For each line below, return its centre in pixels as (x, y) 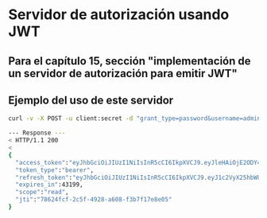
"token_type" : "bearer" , (54, 170)
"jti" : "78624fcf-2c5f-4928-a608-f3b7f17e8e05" (94, 200)
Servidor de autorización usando (119, 15)
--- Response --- (37, 133)
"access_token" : (42, 162)
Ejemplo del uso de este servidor (91, 100)
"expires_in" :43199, (49, 185)
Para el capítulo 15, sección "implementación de (130, 61)
